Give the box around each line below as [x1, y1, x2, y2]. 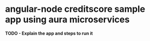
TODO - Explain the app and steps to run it [5, 30, 93, 36]
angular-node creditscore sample [5, 3, 146, 15]
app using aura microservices [5, 14, 130, 25]
